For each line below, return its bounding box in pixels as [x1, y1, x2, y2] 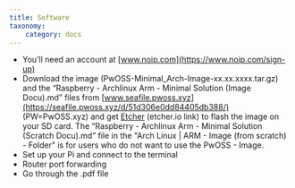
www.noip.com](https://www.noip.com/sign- [120, 55, 286, 65]
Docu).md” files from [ [21, 92, 105, 103]
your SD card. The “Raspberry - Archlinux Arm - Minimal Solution [21, 121, 263, 132]
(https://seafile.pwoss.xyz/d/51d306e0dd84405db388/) [21, 102, 230, 113]
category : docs [25, 30, 82, 38]
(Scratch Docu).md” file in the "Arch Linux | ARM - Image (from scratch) [21, 131, 287, 141]
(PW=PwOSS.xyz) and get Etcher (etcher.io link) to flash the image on [21, 111, 280, 122]
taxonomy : [9, 21, 46, 30]
